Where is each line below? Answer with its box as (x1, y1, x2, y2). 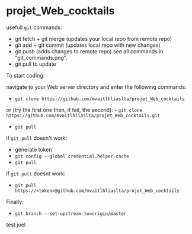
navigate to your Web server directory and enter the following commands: (6, 83, 187, 90)
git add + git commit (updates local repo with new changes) (14, 41, 161, 49)
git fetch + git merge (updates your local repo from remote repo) (14, 35, 172, 42)
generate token (14, 146, 52, 153)
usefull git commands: (6, 24, 62, 31)
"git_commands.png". (14, 54, 68, 61)
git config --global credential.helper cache (14, 153, 129, 159)
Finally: (6, 198, 24, 205)
